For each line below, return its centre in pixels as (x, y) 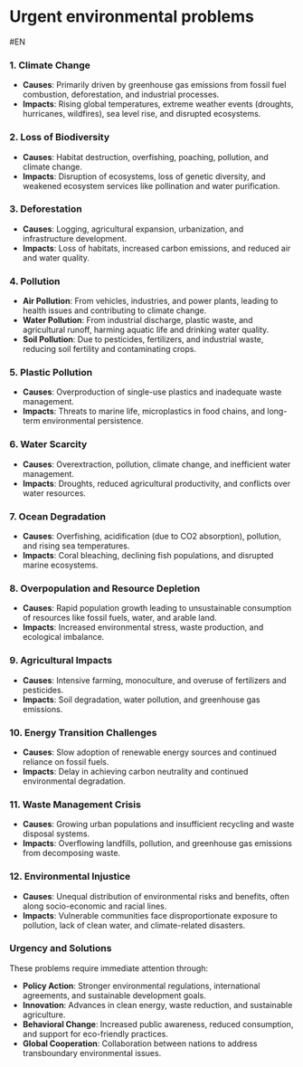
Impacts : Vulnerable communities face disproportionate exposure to (150, 915)
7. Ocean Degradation (58, 516)
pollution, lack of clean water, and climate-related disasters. (134, 925)
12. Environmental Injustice (70, 877)
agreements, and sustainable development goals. (114, 995)
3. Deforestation (46, 209)
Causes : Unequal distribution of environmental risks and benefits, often (156, 896)
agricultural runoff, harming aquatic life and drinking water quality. (146, 330)
